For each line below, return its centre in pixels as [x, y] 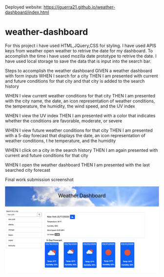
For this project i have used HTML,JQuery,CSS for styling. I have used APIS [81, 46]
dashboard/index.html [27, 12]
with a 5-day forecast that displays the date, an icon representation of [75, 135]
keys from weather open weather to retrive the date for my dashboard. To [79, 50]
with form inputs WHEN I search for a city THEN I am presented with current [82, 76]
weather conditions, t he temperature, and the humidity [61, 140]
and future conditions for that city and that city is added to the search [75, 81]
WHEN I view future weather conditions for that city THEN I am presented [79, 130]
